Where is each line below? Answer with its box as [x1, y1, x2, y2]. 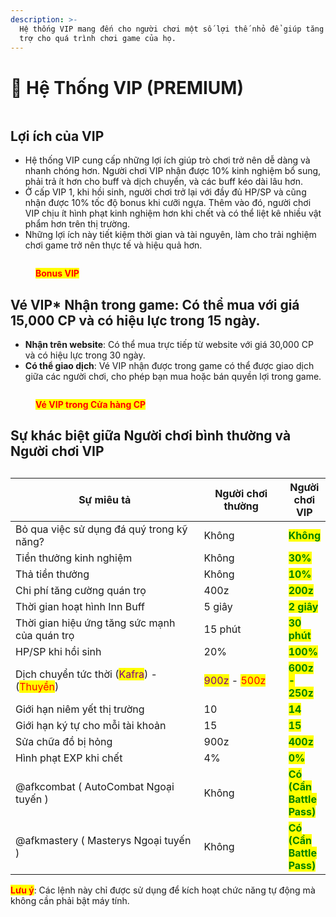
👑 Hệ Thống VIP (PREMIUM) [10, 76, 244, 99]
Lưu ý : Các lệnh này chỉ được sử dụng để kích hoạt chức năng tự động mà [10, 884, 316, 896]
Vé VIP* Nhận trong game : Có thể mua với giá [10, 296, 300, 313]
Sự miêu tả [78, 492, 132, 506]
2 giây [288, 599, 319, 613]
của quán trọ [15, 628, 75, 642]
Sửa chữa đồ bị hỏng [15, 734, 113, 748]
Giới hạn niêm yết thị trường [15, 702, 145, 716]
